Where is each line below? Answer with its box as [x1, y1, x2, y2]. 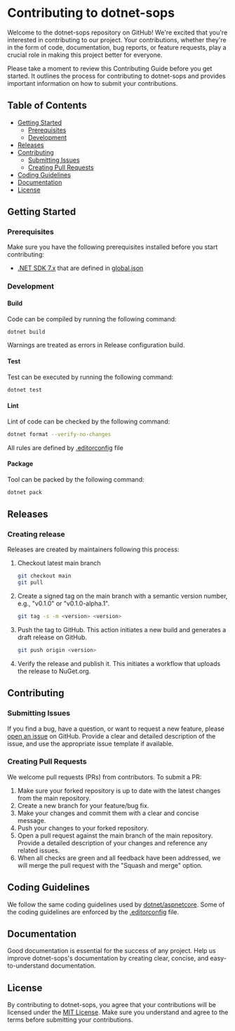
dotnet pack [7, 489, 42, 496]
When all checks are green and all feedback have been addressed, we [17, 853, 221, 862]
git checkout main [17, 572, 72, 579]
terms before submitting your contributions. [7, 1016, 133, 1024]
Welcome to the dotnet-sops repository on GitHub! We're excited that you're [7, 28, 228, 37]
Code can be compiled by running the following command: [7, 314, 177, 323]
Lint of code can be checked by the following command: [7, 417, 170, 425]
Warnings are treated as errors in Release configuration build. [7, 341, 185, 350]
